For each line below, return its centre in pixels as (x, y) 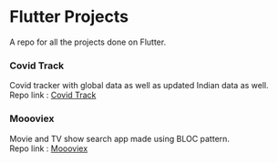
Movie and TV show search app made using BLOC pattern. (120, 138)
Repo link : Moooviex (49, 148)
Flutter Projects (69, 17)
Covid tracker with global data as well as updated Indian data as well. (139, 86)
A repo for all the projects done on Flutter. (88, 42)
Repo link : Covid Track (53, 95)
